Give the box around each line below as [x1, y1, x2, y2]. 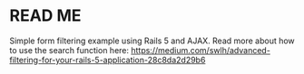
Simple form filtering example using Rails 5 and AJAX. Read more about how [9, 35, 295, 46]
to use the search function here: [9, 44, 130, 55]
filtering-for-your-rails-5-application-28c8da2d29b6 [9, 54, 206, 65]
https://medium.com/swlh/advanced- [131, 44, 270, 55]
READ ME [9, 5, 82, 26]
